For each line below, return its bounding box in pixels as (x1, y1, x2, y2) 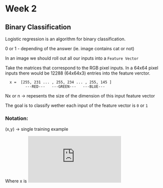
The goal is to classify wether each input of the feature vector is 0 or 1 (5, 102, 148, 108)
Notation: (5, 115, 29, 122)
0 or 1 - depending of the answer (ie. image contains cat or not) (5, 46, 135, 51)
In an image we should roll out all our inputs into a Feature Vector (5, 55, 139, 61)
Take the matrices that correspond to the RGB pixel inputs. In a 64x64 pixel (5, 65, 159, 71)
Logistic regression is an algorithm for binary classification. (5, 36, 126, 42)
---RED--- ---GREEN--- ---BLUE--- (25, 84, 106, 89)
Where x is (5, 178, 27, 184)
